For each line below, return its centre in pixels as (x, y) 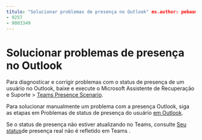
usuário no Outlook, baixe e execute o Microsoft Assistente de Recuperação (100, 88)
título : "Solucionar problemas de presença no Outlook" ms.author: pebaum (102, 12)
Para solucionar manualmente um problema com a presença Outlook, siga (98, 106)
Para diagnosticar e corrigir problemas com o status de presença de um (95, 82)
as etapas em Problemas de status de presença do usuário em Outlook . (95, 113)
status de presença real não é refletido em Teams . (69, 131)
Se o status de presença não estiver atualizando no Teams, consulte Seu (96, 124)
